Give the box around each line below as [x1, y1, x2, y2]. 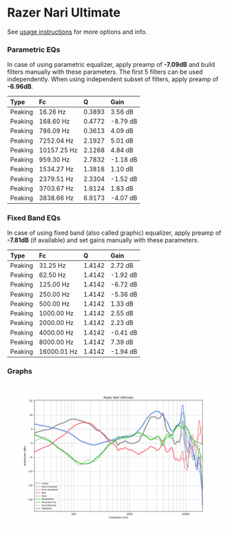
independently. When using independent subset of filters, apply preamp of [7, 75, 219, 83]
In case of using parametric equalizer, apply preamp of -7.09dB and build [7, 61, 216, 69]
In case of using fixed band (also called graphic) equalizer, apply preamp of [7, 229, 222, 237]
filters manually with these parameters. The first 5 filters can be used [7, 67, 203, 76]
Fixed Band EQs [7, 213, 61, 222]
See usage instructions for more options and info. [7, 28, 148, 36]
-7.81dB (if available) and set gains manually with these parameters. [7, 236, 200, 244]
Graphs [7, 366, 32, 376]
